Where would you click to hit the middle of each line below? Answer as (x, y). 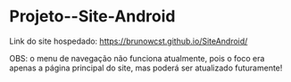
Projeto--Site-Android (92, 16)
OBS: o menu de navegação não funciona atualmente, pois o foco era (137, 58)
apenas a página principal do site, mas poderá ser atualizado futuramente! (146, 68)
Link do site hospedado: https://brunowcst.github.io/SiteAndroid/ (129, 41)
